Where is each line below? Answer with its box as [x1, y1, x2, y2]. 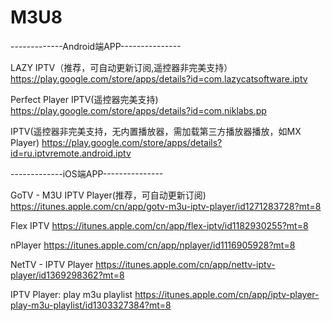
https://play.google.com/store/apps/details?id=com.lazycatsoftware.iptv [10, 72, 308, 85]
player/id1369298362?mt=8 [10, 269, 125, 281]
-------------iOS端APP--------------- [10, 167, 164, 180]
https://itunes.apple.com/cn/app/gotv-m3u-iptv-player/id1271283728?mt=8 [10, 200, 322, 212]
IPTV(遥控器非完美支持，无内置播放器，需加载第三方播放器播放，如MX [10, 125, 302, 137]
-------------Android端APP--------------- [10, 40, 182, 52]
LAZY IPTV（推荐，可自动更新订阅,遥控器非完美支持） [10, 61, 233, 73]
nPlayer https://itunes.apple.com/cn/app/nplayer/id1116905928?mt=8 [10, 239, 296, 251]
